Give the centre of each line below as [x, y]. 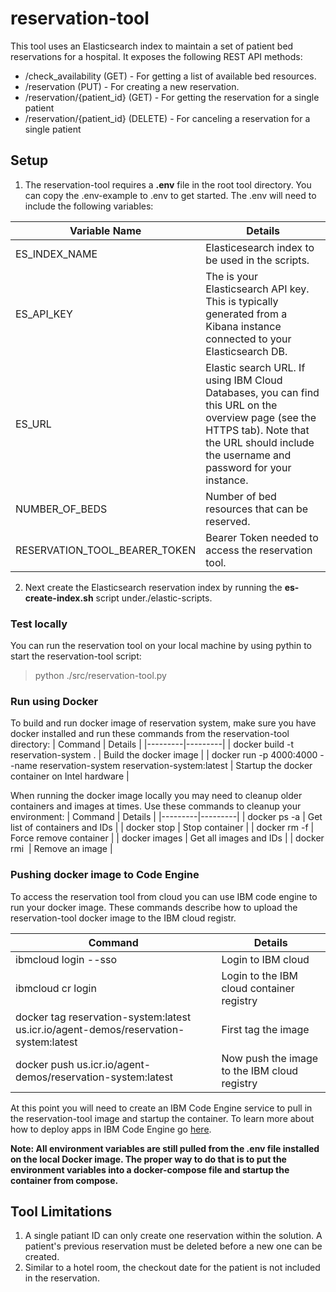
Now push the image [270, 1058]
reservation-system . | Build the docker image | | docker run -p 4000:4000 [164, 755]
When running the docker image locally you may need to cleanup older [156, 796]
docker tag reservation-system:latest [103, 1017]
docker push [45, 1064]
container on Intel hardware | [70, 776]
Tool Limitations [61, 1212]
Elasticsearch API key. [257, 289]
